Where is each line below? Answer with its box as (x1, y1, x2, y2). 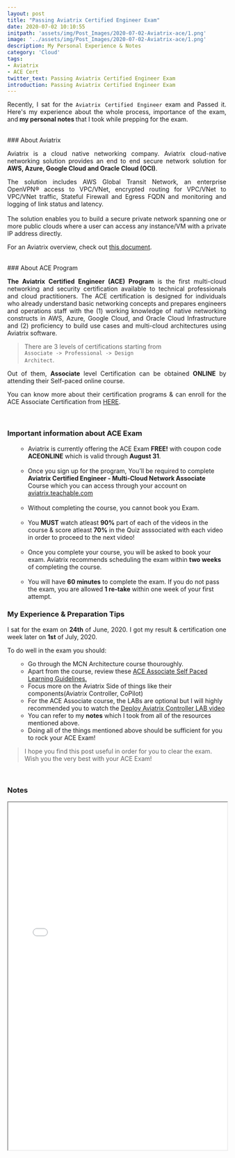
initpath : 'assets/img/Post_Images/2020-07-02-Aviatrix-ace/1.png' (7, 29, 207, 37)
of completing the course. (27, 563, 102, 571)
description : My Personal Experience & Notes (7, 42, 141, 49)
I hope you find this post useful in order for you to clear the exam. (24, 747, 213, 755)
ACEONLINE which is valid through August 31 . (27, 451, 161, 460)
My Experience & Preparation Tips (7, 609, 125, 619)
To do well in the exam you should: (7, 646, 106, 654)
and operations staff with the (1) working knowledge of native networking (7, 307, 227, 315)
